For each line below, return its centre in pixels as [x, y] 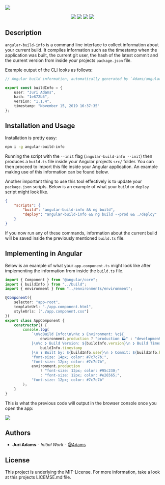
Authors [18, 433]
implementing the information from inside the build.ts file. [64, 271]
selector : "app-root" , [37, 302]
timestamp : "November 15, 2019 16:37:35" [57, 106]
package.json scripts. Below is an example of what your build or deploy [77, 186]
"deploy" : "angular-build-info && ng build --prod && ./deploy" [90, 214]
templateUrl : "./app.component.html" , [54, 307]
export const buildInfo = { [34, 88]
